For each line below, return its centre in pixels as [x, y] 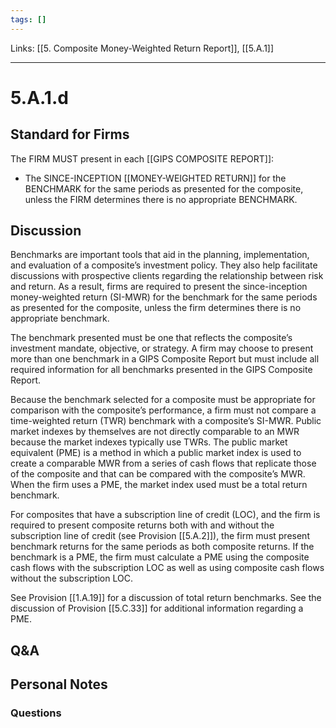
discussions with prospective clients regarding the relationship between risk [167, 276]
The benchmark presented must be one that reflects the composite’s [151, 338]
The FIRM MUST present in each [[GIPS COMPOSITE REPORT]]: [142, 158]
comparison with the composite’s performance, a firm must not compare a [163, 410]
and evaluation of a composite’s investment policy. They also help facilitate [164, 265]
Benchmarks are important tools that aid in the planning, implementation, [160, 255]
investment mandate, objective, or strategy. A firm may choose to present [162, 348]
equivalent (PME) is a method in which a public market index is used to [156, 453]
